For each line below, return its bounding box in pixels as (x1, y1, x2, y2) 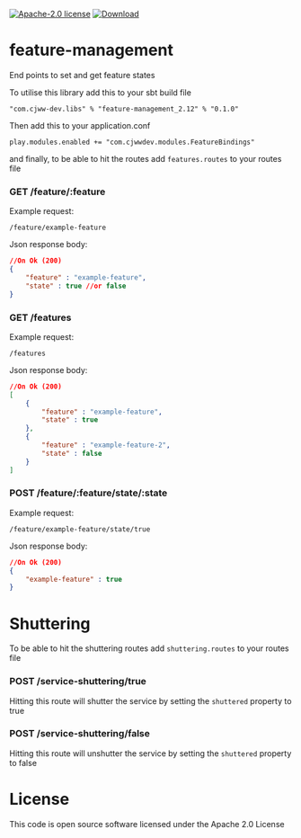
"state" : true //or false (25, 281, 127, 290)
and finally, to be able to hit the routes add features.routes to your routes (9, 153, 282, 164)
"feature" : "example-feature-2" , (41, 441, 171, 450)
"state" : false (41, 449, 102, 458)
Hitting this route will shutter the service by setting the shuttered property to (9, 695, 292, 706)
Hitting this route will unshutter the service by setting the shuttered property (9, 747, 292, 759)
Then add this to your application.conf (9, 120, 151, 130)
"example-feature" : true (25, 575, 123, 584)
